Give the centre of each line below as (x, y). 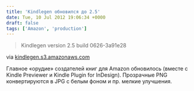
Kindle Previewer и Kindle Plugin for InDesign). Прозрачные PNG (87, 75)
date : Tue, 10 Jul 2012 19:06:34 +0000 (56, 17)
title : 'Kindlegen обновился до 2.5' (53, 12)
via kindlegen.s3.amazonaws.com (48, 57)
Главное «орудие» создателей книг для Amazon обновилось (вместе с (97, 69)
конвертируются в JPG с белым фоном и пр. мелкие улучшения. (89, 81)
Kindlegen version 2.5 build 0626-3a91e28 (74, 45)
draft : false (22, 23)
